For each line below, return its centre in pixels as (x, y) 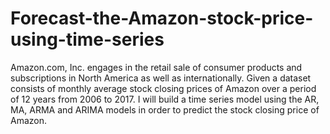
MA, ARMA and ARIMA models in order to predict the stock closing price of (165, 109)
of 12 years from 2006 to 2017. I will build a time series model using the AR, (165, 99)
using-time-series (87, 39)
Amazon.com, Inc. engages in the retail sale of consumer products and (156, 67)
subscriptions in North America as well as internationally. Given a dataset (161, 78)
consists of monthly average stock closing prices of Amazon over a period (163, 88)
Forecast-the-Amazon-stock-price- (162, 18)
